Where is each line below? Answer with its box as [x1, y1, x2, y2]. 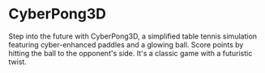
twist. [8, 57, 27, 67]
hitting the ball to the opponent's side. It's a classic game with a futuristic [8, 48, 253, 58]
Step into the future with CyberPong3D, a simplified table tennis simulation [8, 31, 258, 41]
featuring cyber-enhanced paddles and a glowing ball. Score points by [8, 39, 244, 49]
